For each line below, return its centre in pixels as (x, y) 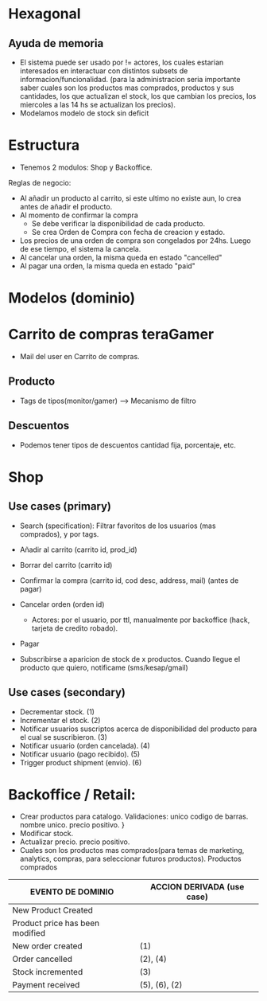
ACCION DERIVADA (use (197, 887)
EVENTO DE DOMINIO (72, 892)
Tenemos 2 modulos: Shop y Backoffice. (86, 167)
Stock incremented (48, 972)
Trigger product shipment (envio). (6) (81, 762)
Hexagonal (44, 14)
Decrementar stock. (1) (57, 712)
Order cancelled (43, 959)
